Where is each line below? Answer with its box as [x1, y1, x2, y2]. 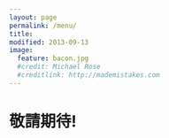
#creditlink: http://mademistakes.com [17, 71, 161, 80]
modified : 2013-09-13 [9, 37, 89, 47]
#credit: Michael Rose [17, 63, 101, 72]
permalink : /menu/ [9, 21, 77, 30]
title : [9, 29, 34, 38]
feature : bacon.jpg [17, 54, 89, 63]
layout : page [9, 12, 58, 22]
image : [9, 46, 34, 55]
